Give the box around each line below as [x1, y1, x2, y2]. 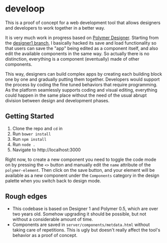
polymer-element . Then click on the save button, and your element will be [5, 167, 155, 173]
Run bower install [12, 131, 51, 137]
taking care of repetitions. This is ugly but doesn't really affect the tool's [12, 226, 161, 233]
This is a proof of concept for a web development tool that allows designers [5, 20, 161, 26]
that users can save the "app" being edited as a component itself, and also [5, 45, 159, 51]
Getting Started [5, 112, 54, 121]
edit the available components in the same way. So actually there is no [5, 51, 150, 57]
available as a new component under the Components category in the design [5, 172, 160, 178]
